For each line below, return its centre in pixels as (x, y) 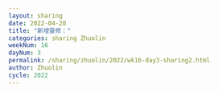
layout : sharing (35, 16)
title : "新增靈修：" (39, 30)
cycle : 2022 (28, 75)
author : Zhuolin (35, 68)
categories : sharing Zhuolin (57, 38)
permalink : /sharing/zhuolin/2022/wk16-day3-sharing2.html (109, 61)
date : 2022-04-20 (37, 23)
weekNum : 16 (28, 46)
